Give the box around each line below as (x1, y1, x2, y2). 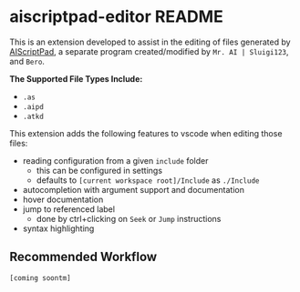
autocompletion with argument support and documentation (22, 184, 244, 195)
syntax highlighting (22, 223, 95, 234)
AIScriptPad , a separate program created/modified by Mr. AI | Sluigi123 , (9, 45, 289, 56)
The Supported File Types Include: (9, 73, 143, 84)
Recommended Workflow (9, 249, 158, 265)
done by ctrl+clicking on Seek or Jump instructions (36, 213, 222, 224)
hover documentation (22, 194, 104, 205)
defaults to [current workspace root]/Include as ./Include (36, 175, 260, 186)
